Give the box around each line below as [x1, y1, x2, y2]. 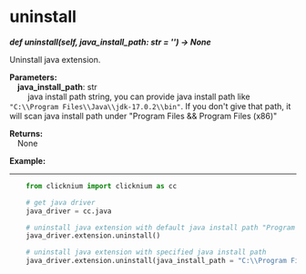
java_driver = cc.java [25, 207, 112, 216]
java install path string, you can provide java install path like [26, 91, 250, 102]
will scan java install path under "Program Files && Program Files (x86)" [9, 110, 278, 121]
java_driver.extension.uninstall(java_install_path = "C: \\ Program [25, 257, 287, 266]
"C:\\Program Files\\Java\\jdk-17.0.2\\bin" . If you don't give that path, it [9, 100, 291, 111]
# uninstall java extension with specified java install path [25, 248, 267, 257]
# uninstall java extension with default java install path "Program [25, 223, 296, 232]
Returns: [9, 127, 44, 138]
